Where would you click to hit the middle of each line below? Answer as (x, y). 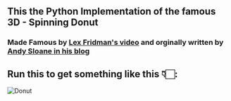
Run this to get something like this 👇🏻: (93, 74)
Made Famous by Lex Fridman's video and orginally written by (115, 43)
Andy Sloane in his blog (49, 51)
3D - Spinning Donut (53, 23)
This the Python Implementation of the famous (112, 12)
